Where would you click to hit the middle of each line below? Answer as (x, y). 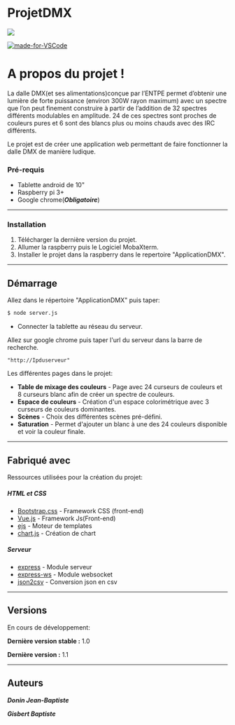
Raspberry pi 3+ (41, 192)
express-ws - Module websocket (65, 574)
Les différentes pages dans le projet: (60, 374)
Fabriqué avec (39, 460)
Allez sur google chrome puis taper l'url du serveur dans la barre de (105, 340)
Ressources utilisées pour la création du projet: (75, 477)
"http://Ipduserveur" (39, 360)
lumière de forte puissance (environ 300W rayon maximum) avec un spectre (117, 100)
